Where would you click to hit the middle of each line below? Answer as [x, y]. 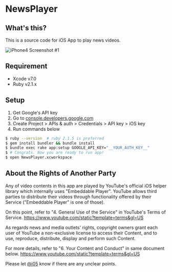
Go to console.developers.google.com [53, 118]
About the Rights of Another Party [61, 173]
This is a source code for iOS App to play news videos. [63, 40]
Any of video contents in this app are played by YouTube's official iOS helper [86, 186]
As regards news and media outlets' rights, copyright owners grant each [81, 227]
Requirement [26, 66]
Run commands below [36, 129]
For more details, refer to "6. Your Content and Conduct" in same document [85, 248]
